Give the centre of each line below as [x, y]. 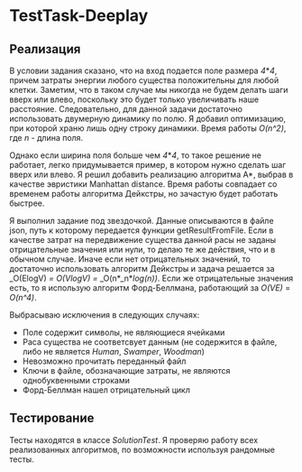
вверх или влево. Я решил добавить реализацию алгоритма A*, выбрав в [151, 174]
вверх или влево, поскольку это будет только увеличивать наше [134, 99]
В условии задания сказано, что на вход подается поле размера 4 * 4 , [143, 70]
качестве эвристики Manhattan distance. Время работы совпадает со [143, 184]
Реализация [45, 49]
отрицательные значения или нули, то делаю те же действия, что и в [142, 250]
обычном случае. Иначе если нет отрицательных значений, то [130, 259]
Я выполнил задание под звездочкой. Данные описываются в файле [142, 221]
